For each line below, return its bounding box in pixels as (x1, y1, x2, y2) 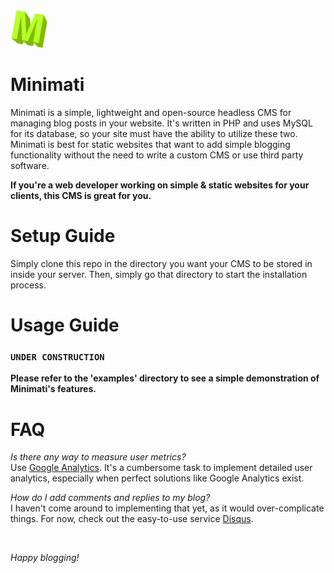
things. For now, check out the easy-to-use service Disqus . (10, 513, 254, 525)
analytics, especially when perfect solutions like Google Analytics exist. (10, 472, 305, 484)
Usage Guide (10, 314, 120, 337)
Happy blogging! (10, 552, 80, 564)
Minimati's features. (10, 383, 97, 395)
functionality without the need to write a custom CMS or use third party (10, 149, 304, 161)
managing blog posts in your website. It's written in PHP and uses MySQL (10, 117, 313, 129)
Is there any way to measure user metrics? (10, 451, 187, 463)
